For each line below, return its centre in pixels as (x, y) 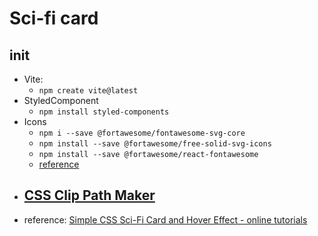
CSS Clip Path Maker (89, 195)
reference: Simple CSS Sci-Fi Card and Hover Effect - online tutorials (165, 219)
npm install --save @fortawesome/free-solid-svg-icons (155, 144)
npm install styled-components (104, 112)
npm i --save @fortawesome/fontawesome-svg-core (142, 133)
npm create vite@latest (88, 91)
